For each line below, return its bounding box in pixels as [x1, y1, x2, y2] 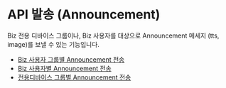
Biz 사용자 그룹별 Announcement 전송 [17, 55, 125, 64]
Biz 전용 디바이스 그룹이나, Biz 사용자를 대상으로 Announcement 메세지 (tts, [7, 31, 220, 40]
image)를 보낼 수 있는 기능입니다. [7, 40, 99, 48]
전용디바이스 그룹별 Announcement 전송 [17, 72, 131, 82]
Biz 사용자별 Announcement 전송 [17, 64, 112, 72]
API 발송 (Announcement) [7, 6, 161, 23]
